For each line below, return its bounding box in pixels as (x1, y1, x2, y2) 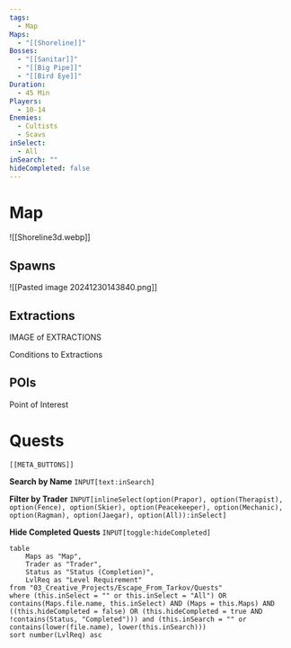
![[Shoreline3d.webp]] (9, 232, 92, 243)
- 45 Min (17, 88, 50, 97)
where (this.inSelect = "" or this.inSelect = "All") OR (9, 590, 227, 600)
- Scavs (17, 130, 47, 139)
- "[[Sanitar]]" (17, 55, 78, 64)
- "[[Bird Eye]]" (17, 72, 83, 81)
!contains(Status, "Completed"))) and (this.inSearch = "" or (9, 615, 247, 624)
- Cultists (17, 122, 58, 131)
